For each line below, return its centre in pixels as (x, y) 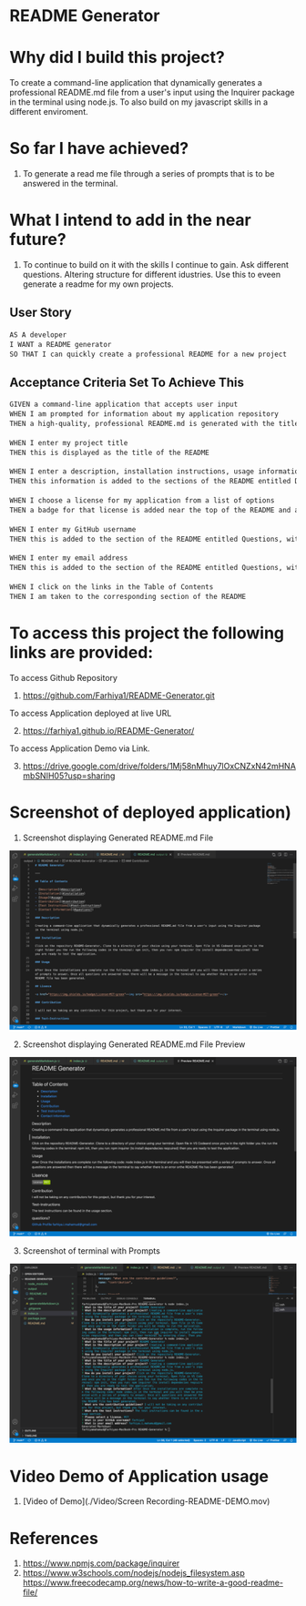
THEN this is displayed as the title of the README (109, 452)
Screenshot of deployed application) (150, 812)
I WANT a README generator (61, 344)
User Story (41, 313)
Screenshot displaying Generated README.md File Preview (134, 1044)
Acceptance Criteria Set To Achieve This (127, 382)
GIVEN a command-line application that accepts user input (124, 405)
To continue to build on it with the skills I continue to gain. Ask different (156, 264)
